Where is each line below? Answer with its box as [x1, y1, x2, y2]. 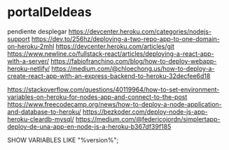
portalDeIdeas [7, 4, 92, 20]
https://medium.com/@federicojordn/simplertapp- [76, 114, 221, 123]
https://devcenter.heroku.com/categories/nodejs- [68, 27, 212, 36]
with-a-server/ [7, 57, 50, 65]
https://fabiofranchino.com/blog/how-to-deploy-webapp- [50, 57, 217, 65]
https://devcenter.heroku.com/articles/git [55, 42, 175, 50]
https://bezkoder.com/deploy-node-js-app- [83, 107, 208, 116]
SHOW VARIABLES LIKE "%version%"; [7, 135, 119, 144]
